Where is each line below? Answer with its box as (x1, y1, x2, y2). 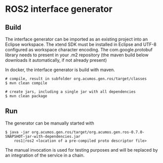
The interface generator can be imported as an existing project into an (5, 36, 148, 42)
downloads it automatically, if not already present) (5, 57, 107, 63)
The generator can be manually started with (5, 120, 95, 126)
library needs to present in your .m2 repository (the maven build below (5, 52, 149, 58)
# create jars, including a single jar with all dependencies (5, 89, 136, 94)
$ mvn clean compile (5, 81, 48, 85)
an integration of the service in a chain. (5, 152, 85, 158)
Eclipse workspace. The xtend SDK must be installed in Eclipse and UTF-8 (5, 41, 157, 47)
